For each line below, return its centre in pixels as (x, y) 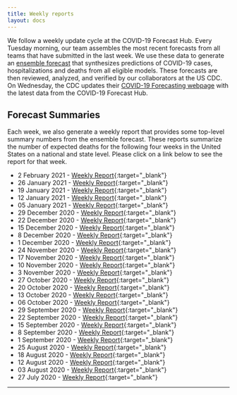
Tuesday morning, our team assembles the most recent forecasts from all (114, 48)
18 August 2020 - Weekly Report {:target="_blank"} (91, 355)
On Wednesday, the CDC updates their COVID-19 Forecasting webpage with (118, 85)
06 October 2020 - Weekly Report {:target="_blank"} (93, 303)
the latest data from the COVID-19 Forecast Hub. (78, 93)
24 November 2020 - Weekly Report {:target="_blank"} (97, 250)
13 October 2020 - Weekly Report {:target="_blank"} (93, 295)
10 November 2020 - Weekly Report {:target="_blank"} (96, 265)
